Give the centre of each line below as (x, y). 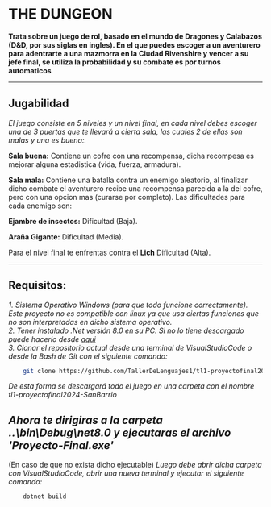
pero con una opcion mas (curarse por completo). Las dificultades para (127, 197)
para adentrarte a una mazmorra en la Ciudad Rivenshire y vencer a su (129, 53)
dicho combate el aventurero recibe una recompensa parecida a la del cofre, (135, 188)
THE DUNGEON (60, 14)
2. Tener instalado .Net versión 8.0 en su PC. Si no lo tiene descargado (126, 330)
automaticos (30, 70)
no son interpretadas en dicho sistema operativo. (90, 322)
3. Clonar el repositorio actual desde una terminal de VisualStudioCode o (130, 347)
